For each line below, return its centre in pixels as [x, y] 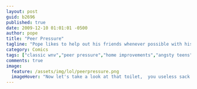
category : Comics [27, 50]
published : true [26, 22]
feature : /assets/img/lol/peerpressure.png [65, 71]
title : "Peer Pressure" [35, 39]
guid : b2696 [21, 17]
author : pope [22, 33]
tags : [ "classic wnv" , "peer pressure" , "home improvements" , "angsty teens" [99, 55]
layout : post [22, 11]
